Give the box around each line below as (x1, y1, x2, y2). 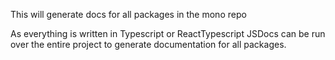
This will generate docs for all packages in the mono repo (10, 9, 247, 20)
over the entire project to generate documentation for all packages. (10, 39, 287, 50)
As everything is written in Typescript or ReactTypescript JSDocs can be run (10, 28, 326, 39)
